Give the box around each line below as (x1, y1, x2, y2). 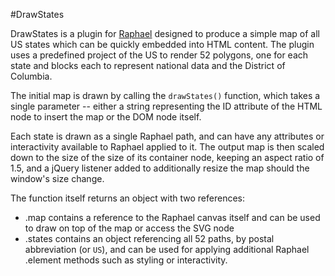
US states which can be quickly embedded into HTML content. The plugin (10, 39, 315, 50)
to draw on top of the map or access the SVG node (24, 222, 235, 234)
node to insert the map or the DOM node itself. (10, 111, 202, 123)
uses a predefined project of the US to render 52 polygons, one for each (10, 49, 309, 61)
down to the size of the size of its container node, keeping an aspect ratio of (10, 152, 325, 163)
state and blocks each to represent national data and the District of (10, 60, 286, 71)
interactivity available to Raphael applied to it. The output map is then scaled (10, 141, 325, 153)
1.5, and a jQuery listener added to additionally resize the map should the (10, 162, 310, 174)
